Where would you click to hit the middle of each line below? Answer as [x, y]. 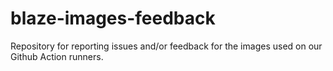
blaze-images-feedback [113, 18]
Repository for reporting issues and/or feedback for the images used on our [166, 46]
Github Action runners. [57, 56]
